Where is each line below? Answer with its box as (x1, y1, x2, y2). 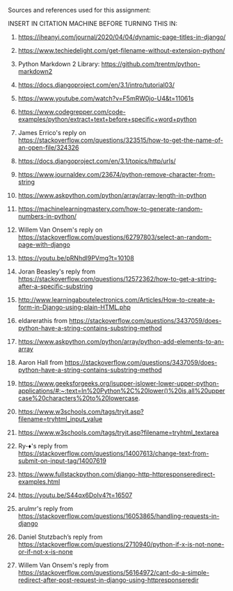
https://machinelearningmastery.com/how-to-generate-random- (17, 205, 203, 213)
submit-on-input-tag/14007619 (17, 457, 106, 465)
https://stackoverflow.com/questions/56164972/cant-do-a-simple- (17, 569, 209, 576)
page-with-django (17, 240, 70, 249)
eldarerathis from (17, 317, 68, 324)
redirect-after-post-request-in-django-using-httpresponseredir (17, 576, 199, 584)
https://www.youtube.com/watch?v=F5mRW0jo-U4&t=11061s (17, 94, 194, 102)
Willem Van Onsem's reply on (17, 226, 103, 234)
